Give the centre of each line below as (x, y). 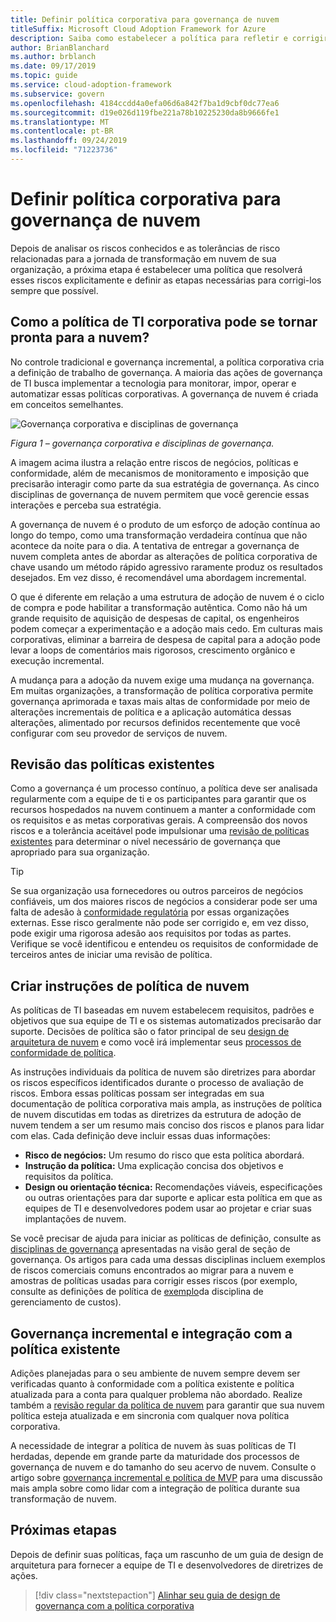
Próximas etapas (63, 1530)
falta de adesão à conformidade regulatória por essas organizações (150, 912)
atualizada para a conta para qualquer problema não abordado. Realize (156, 1395)
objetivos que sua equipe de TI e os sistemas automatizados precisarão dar (166, 1021)
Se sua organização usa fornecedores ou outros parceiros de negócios (157, 891)
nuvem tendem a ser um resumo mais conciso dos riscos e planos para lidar (167, 1125)
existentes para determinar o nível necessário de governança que (145, 842)
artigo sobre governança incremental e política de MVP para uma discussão (166, 1478)
